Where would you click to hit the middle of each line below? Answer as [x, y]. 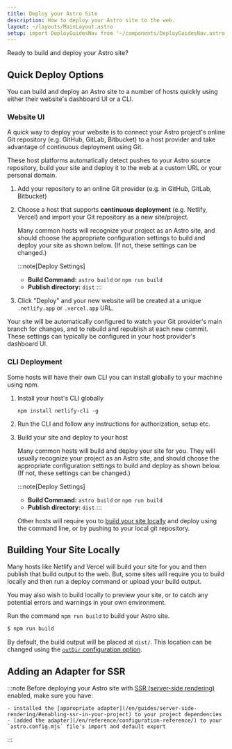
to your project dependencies [178, 715]
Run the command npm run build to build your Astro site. [89, 616]
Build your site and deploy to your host [73, 437]
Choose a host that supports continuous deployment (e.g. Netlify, [112, 210]
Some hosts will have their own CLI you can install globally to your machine [115, 377]
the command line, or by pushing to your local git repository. [103, 528]
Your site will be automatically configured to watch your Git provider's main [115, 322]
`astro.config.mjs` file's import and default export [87, 727]
